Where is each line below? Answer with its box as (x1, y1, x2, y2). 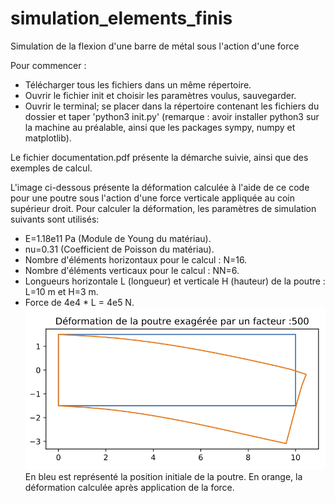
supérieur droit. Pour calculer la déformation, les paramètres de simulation (10, 202, 317, 214)
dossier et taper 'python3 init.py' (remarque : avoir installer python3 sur (24, 110, 320, 122)
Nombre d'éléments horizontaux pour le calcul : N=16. (24, 253, 248, 266)
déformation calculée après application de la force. (24, 481, 235, 493)
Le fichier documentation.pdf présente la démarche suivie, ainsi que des (10, 151, 309, 163)
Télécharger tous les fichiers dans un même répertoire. (24, 78, 252, 91)
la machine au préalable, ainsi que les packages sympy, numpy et (24, 121, 296, 133)
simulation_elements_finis (10, 7, 233, 30)
